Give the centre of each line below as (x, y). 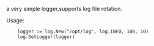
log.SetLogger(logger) (46, 37)
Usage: (15, 20)
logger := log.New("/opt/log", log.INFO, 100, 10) (83, 31)
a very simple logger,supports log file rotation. (64, 9)
